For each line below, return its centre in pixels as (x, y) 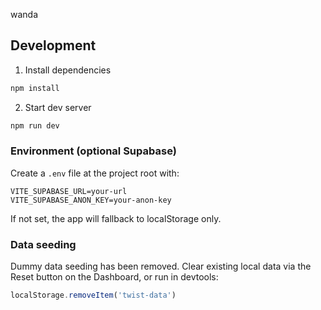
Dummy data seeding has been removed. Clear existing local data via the (161, 266)
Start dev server (58, 107)
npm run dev (35, 125)
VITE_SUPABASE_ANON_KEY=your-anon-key (91, 200)
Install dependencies (68, 70)
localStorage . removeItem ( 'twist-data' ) (93, 295)
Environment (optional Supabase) (93, 151)
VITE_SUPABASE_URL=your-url (69, 191)
